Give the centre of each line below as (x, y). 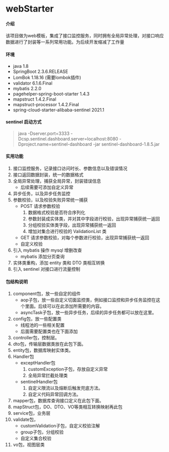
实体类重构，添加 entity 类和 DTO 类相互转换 (59, 263)
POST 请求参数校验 (40, 206)
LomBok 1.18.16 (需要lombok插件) (47, 77)
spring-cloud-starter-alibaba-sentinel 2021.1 (58, 110)
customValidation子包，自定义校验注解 (60, 426)
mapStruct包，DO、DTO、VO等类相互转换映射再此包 (67, 407)
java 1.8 (21, 66)
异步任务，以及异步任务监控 (42, 194)
